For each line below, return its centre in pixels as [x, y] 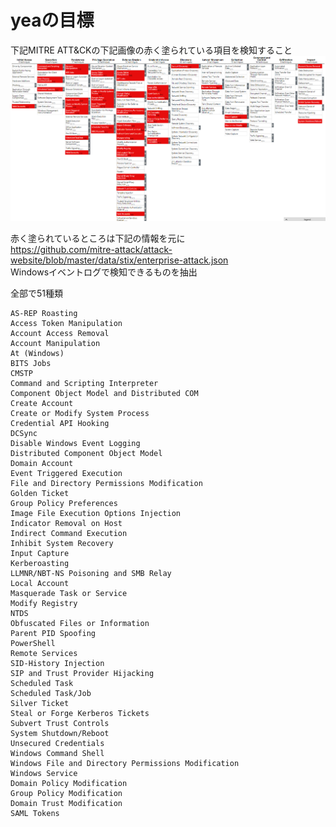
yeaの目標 [52, 20]
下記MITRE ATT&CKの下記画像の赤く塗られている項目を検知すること [151, 50]
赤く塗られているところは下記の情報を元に [98, 238]
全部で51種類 [36, 293]
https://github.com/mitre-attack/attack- [91, 249]
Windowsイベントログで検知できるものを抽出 [104, 272]
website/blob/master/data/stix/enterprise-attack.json [119, 260]
